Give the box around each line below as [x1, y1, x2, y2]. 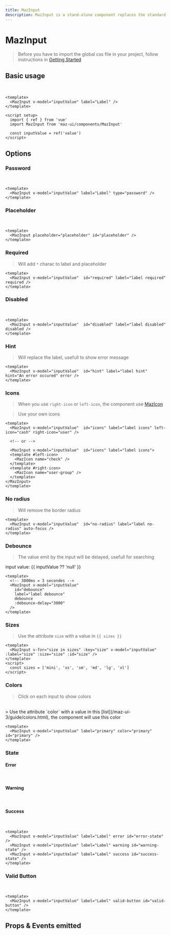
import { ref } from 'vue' [10, 117, 68, 123]
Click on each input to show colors [17, 693, 91, 699]
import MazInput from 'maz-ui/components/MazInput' [10, 122, 123, 127]
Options [5, 149, 32, 158]
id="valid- [142, 899, 166, 904]
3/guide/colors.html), [5, 714, 50, 720]
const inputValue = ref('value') [10, 131, 81, 136]
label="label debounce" [14, 592, 66, 597]
